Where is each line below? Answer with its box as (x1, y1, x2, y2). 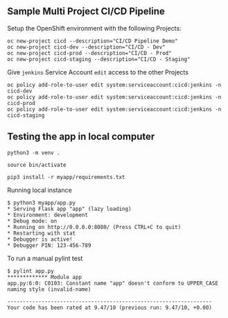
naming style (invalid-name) (7, 285, 91, 293)
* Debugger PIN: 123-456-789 (7, 241, 91, 249)
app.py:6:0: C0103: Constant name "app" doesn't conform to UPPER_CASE (7, 280, 218, 287)
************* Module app (7, 273, 82, 280)
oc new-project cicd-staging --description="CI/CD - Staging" (7, 56, 191, 63)
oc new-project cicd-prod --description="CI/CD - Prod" (7, 49, 172, 56)
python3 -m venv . (7, 149, 60, 156)
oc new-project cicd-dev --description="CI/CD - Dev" (7, 43, 166, 51)
